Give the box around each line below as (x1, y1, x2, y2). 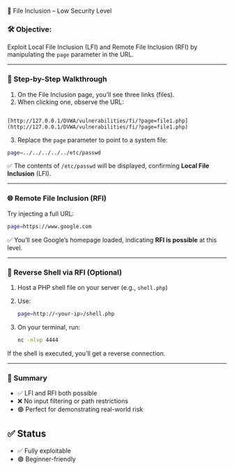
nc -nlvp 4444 (17, 336, 58, 344)
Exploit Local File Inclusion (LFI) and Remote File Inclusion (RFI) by (7, 43, 198, 52)
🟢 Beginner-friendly (17, 455, 77, 463)
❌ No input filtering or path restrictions (17, 397, 129, 405)
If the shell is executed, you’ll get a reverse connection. (7, 349, 166, 358)
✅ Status (7, 428, 47, 440)
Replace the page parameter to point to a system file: (17, 135, 169, 144)
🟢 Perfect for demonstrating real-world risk (17, 405, 143, 413)
